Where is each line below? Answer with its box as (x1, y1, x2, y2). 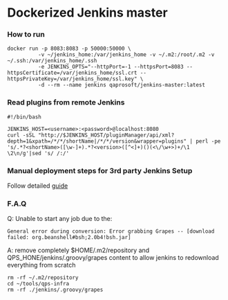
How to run (7, 30, 45, 39)
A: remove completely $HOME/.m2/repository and (7, 246, 150, 254)
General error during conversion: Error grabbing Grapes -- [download (7, 228, 215, 235)
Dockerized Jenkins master (7, 5, 168, 21)
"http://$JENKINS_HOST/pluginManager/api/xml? (37, 132, 175, 139)
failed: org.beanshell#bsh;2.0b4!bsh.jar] (7, 234, 131, 241)
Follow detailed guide (7, 182, 68, 190)
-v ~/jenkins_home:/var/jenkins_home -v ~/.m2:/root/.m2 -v (37, 51, 215, 58)
